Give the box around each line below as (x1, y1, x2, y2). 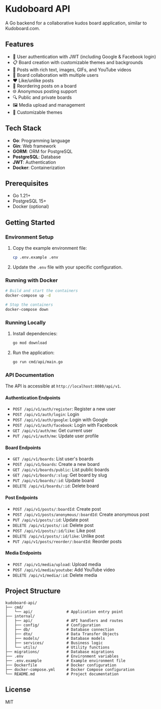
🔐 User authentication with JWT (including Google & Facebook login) (12, 53, 156, 60)
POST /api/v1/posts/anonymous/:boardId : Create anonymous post (12, 511, 149, 517)
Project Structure (5, 587, 61, 596)
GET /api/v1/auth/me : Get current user (12, 428, 93, 434)
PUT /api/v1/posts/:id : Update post (12, 517, 89, 523)
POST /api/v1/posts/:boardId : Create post (12, 506, 101, 512)
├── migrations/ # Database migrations (5, 649, 114, 654)
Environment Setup (5, 233, 54, 241)
